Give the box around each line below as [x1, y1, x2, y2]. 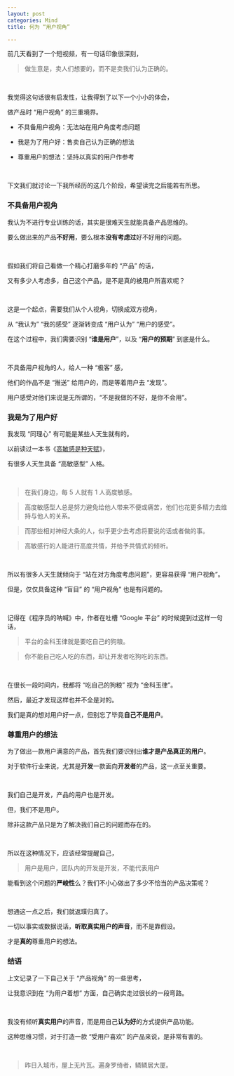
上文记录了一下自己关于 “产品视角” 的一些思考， [7, 973, 146, 982]
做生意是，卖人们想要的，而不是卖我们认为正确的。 [24, 65, 172, 73]
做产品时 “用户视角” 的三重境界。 [7, 108, 103, 117]
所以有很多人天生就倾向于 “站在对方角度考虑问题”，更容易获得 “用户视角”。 [7, 570, 224, 578]
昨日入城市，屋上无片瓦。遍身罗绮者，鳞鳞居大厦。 [24, 1061, 172, 1069]
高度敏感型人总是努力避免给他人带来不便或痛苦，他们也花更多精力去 [24, 503, 221, 511]
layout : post [7, 10, 46, 18]
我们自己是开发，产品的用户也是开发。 [7, 791, 118, 799]
